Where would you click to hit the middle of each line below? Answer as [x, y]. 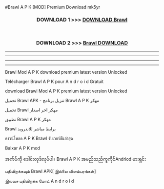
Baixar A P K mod [23, 148]
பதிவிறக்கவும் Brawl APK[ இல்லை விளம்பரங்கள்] [51, 171]
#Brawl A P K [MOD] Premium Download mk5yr [53, 7]
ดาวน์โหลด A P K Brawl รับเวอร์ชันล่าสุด [39, 138]
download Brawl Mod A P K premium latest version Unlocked [66, 91]
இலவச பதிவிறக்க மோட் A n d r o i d [40, 181]
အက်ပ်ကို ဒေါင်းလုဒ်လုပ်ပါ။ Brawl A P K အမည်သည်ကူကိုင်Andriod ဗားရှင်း [76, 159]
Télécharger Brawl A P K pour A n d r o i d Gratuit [54, 81]
